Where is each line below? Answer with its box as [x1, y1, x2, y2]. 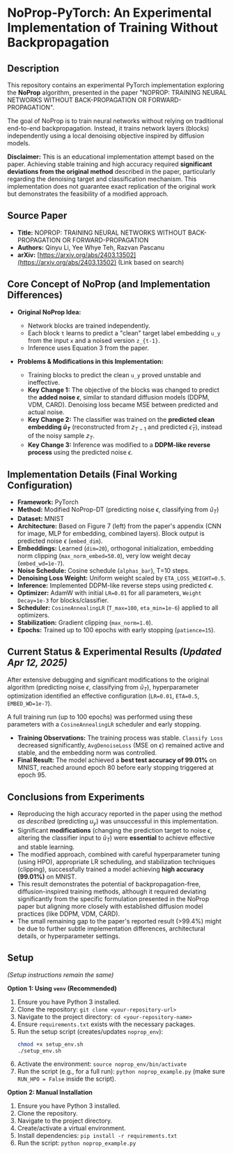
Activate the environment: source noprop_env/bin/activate [17, 1060, 187, 1068]
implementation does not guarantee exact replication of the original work [7, 182, 216, 190]
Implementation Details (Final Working [7, 468, 178, 480]
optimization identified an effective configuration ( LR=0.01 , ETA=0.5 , [7, 692, 200, 700]
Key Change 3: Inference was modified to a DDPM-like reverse [27, 441, 211, 449]
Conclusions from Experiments [7, 791, 145, 803]
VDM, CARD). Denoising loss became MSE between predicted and [27, 400, 219, 409]
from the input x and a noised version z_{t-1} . [27, 336, 160, 344]
